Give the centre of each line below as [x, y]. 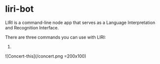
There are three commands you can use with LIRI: [56, 37]
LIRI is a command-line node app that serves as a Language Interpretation [80, 22]
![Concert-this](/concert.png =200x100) [46, 56]
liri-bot [19, 9]
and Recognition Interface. [32, 27]
